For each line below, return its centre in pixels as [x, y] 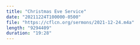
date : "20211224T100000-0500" [44, 17]
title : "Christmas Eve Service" [46, 11]
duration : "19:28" [29, 33]
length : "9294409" [29, 28]
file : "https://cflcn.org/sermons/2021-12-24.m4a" [70, 22]
